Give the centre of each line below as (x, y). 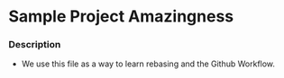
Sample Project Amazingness (121, 17)
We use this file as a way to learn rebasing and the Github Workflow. (148, 64)
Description (35, 45)
